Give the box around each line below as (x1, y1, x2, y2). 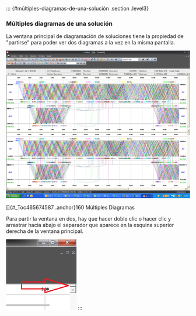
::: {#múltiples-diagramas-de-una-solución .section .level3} (6, 5, 149, 12)
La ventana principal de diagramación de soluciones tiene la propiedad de (6, 33, 184, 40)
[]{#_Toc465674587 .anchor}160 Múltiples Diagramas (6, 204, 135, 211)
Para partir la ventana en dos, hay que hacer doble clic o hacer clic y (6, 215, 171, 222)
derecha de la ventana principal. (6, 228, 83, 235)
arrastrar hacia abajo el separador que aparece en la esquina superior (6, 222, 174, 229)
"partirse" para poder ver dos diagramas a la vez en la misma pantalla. (6, 39, 176, 46)
